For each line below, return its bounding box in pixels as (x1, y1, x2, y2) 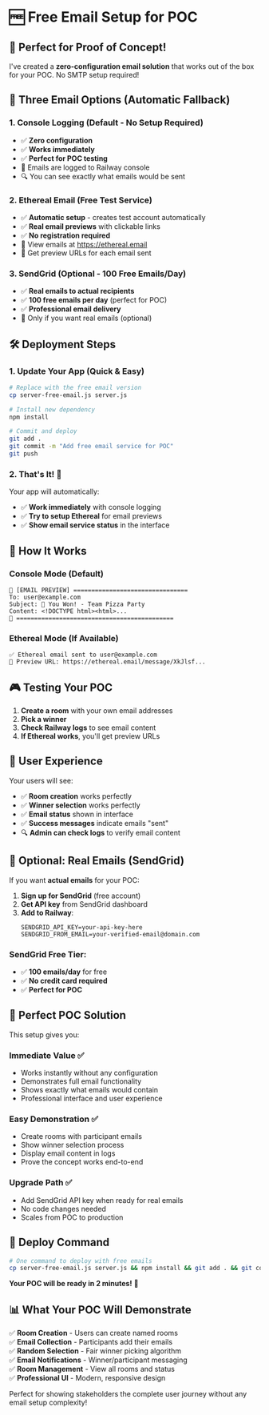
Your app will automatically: (9, 487, 100, 496)
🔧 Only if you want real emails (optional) (20, 313, 152, 323)
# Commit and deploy (9, 427, 78, 435)
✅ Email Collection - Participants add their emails (9, 1337, 173, 1347)
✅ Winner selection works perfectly (20, 800, 140, 810)
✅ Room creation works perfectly (20, 791, 133, 800)
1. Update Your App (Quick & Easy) (9, 365, 145, 376)
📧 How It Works (9, 544, 87, 558)
